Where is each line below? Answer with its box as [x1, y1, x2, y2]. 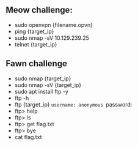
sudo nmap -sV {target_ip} [14, 81, 82, 88]
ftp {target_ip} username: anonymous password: [14, 100, 133, 108]
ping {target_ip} [14, 28, 54, 35]
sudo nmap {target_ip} [14, 75, 71, 82]
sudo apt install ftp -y [14, 88, 68, 95]
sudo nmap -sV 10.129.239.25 [14, 34, 90, 42]
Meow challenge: [5, 5, 73, 15]
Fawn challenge [5, 58, 68, 69]
